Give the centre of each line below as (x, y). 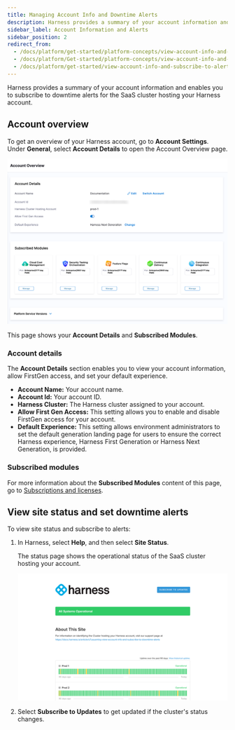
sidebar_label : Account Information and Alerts (78, 29)
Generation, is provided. (52, 450)
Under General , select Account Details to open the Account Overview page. (117, 149)
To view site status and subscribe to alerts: (69, 529)
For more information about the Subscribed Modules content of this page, (114, 482)
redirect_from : (29, 45)
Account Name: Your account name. (70, 390)
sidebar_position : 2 (37, 37)
